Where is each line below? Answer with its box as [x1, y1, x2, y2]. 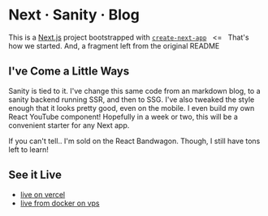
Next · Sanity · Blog [8, 6, 140, 24]
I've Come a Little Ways [8, 65, 130, 78]
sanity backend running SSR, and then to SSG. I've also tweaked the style [8, 95, 255, 104]
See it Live [8, 168, 63, 182]
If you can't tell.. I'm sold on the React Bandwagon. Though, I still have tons [8, 136, 261, 146]
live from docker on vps [19, 198, 100, 208]
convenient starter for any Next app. [8, 120, 130, 130]
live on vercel [19, 189, 66, 199]
